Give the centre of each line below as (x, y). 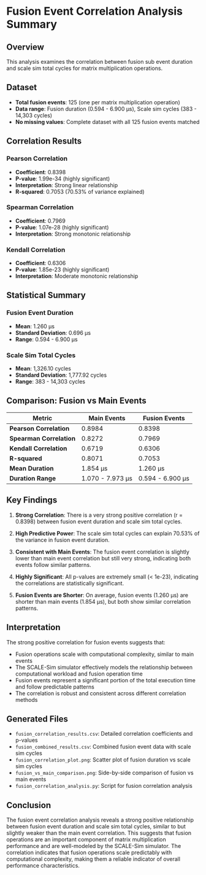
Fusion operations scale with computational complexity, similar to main (105, 654)
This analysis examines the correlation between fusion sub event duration (100, 62)
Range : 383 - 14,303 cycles (50, 382)
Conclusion (29, 805)
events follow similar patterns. (53, 565)
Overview (25, 47)
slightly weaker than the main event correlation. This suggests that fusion (99, 833)
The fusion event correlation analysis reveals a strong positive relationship (100, 820)
